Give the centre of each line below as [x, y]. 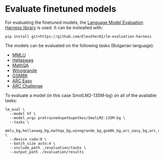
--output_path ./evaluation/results [47, 152]
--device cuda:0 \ [28, 139]
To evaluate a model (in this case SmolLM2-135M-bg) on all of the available [81, 95]
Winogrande [25, 70]
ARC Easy [22, 81]
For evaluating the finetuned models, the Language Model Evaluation [74, 22]
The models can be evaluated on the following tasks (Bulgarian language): [80, 45]
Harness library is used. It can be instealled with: [54, 27]
